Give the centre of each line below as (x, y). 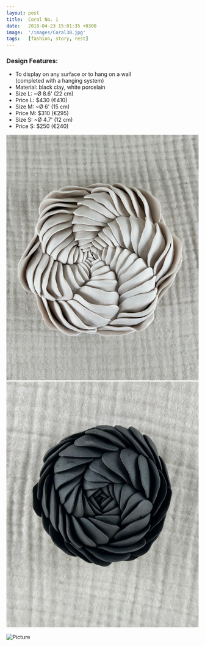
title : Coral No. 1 (33, 19)
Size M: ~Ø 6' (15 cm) (42, 107)
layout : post (23, 13)
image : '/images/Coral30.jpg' (46, 32)
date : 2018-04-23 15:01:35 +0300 (52, 26)
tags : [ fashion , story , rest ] (47, 39)
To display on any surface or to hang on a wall (73, 74)
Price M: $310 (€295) (42, 113)
